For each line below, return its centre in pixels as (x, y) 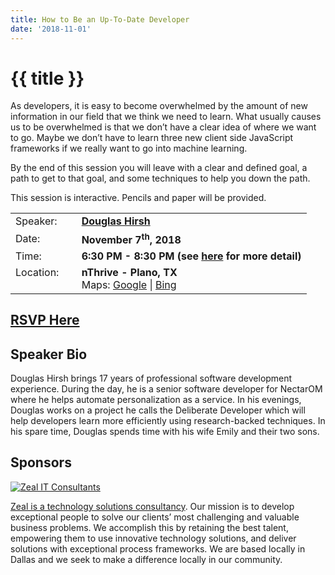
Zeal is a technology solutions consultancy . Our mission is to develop (152, 506)
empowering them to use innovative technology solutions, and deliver (153, 538)
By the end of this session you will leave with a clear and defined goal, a (159, 168)
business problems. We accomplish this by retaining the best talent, (149, 527)
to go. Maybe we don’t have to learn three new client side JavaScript (152, 138)
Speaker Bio (49, 354)
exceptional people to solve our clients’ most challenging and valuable (155, 517)
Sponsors (41, 462)
